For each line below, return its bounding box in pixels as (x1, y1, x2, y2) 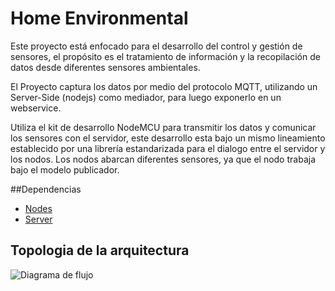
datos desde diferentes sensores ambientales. (10, 61, 201, 73)
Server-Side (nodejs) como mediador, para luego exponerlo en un (10, 91, 282, 103)
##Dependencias (10, 183, 82, 195)
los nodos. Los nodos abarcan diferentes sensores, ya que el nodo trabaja (10, 153, 316, 165)
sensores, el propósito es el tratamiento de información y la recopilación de (10, 50, 321, 62)
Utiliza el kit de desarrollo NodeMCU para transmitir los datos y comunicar (10, 121, 317, 133)
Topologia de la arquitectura (10, 242, 190, 259)
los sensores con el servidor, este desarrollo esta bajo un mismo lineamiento (10, 132, 326, 144)
